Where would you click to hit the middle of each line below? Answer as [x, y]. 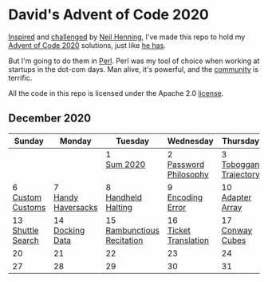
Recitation [124, 240]
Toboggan [240, 164]
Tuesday [132, 141]
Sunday [29, 141]
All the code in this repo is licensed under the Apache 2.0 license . [116, 93]
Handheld [124, 197]
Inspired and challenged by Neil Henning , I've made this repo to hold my [127, 37]
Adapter [236, 197]
